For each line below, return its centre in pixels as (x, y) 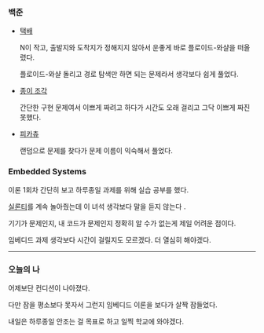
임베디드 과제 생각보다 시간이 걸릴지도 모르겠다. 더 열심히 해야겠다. (110, 240)
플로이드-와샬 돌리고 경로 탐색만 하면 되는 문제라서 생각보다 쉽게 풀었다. (129, 74)
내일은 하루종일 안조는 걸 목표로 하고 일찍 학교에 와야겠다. (96, 321)
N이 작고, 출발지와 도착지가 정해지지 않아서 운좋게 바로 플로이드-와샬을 (127, 48)
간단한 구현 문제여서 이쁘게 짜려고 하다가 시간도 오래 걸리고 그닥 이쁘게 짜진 (135, 108)
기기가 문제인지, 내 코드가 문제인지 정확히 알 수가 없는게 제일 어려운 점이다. (122, 223)
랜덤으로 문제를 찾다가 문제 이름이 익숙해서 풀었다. (96, 151)
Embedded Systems (47, 172)
